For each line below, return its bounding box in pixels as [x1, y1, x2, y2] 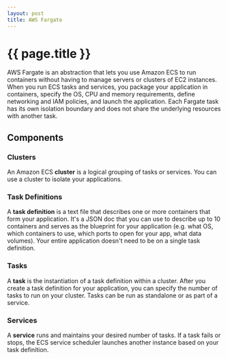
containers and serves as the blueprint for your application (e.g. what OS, [7, 222, 214, 230]
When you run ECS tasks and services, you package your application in [7, 83, 208, 91]
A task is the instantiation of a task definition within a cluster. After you [7, 276, 206, 284]
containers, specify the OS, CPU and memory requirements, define [7, 90, 196, 98]
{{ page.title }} [7, 46, 91, 62]
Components [7, 131, 63, 144]
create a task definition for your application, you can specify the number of [7, 284, 218, 292]
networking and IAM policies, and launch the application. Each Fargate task [7, 97, 219, 106]
